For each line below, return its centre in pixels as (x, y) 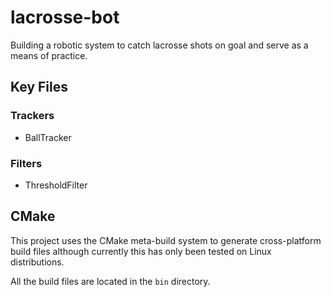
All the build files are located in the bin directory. (110, 281)
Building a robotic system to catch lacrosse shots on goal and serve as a (159, 45)
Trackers (32, 116)
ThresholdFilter (56, 185)
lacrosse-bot (65, 17)
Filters (26, 163)
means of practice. (49, 55)
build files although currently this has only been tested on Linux (141, 251)
